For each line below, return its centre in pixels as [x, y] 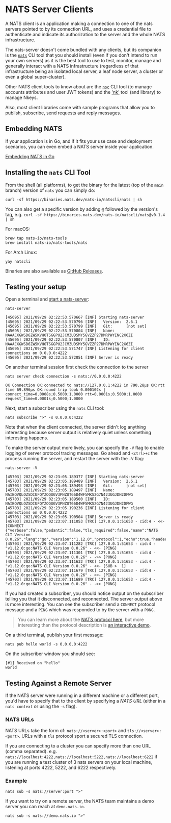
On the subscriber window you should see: [50, 654]
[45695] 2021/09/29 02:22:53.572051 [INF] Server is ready [69, 358]
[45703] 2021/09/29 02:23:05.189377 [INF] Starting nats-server [75, 477]
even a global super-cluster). [36, 77]
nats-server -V [21, 468]
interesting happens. [27, 438]
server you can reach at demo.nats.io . [45, 806]
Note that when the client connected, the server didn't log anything [76, 427]
